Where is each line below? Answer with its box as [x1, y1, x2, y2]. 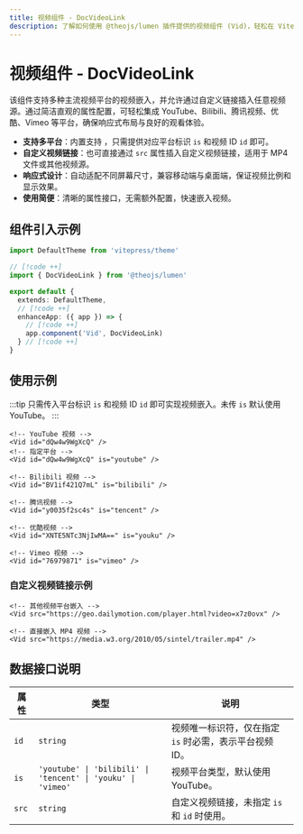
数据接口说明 [9, 662, 81, 677]
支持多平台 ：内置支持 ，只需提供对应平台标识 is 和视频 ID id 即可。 [22, 136, 273, 147]
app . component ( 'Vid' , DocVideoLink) [25, 329, 164, 338]
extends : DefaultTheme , [17, 295, 106, 305]
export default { [9, 287, 75, 296]
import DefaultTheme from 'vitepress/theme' [9, 246, 179, 255]
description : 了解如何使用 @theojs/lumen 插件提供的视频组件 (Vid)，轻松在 [9, 22, 275, 31]
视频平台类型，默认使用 [170, 765, 271, 778]
